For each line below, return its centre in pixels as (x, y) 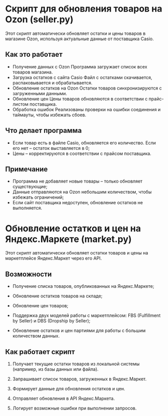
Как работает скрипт (40, 352)
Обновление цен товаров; (40, 306)
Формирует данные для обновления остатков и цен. (69, 388)
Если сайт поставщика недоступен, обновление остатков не (78, 203)
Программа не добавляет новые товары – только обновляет (77, 181)
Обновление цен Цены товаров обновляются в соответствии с (80, 99)
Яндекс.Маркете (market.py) (68, 239)
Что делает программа (44, 131)
